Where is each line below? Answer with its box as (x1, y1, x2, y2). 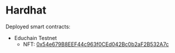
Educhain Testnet (14, 34, 57, 41)
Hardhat (5, 4, 47, 17)
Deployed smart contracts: (5, 23, 71, 30)
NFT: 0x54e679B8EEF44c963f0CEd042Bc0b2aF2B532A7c (23, 41, 169, 48)
